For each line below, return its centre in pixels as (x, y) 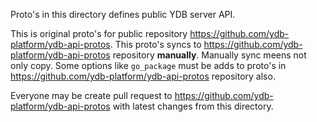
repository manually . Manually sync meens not (209, 55)
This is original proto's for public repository (99, 33)
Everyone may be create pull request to (91, 95)
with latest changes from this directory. (193, 106)
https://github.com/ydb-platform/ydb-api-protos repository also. (143, 76)
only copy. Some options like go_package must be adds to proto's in (148, 65)
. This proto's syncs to (155, 44)
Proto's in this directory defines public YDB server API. (123, 14)
